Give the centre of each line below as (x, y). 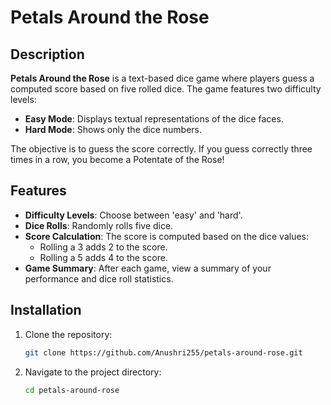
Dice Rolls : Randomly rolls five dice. (99, 225)
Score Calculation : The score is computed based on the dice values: (167, 236)
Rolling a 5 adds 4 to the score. (103, 257)
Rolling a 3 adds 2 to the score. (103, 247)
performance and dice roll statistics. (99, 278)
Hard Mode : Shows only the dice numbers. (113, 129)
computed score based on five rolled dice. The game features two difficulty (166, 89)
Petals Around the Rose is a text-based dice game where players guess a (162, 78)
